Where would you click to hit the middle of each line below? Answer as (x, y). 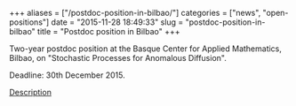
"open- (276, 13)
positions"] (29, 22)
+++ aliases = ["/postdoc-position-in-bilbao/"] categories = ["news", (135, 13)
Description (30, 92)
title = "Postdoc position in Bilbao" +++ (108, 31)
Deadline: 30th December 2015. (68, 75)
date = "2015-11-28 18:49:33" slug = (117, 22)
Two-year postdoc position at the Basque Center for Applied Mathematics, (146, 49)
